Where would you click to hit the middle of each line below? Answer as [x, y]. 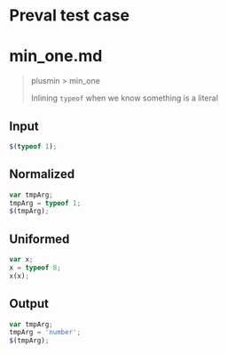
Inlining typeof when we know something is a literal [125, 98]
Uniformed [39, 239]
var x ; [21, 260]
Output [29, 304]
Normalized [42, 174]
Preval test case [70, 16]
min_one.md [56, 56]
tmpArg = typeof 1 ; [45, 203]
